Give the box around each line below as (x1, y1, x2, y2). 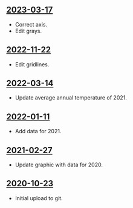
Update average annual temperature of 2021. (15, 94, 127, 101)
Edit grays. (15, 27, 42, 34)
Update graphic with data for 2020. (15, 161, 103, 168)
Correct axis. (15, 20, 47, 28)
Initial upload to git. (15, 194, 63, 201)
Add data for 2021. (15, 128, 62, 135)
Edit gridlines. (15, 60, 50, 68)
